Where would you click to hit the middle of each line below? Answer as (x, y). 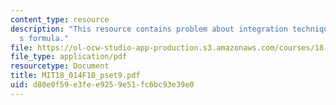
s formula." (44, 38)
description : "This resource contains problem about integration (149, 29)
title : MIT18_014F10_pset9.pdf (75, 76)
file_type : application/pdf (69, 57)
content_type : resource (60, 19)
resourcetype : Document (60, 66)
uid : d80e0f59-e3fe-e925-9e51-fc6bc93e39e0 (102, 85)
